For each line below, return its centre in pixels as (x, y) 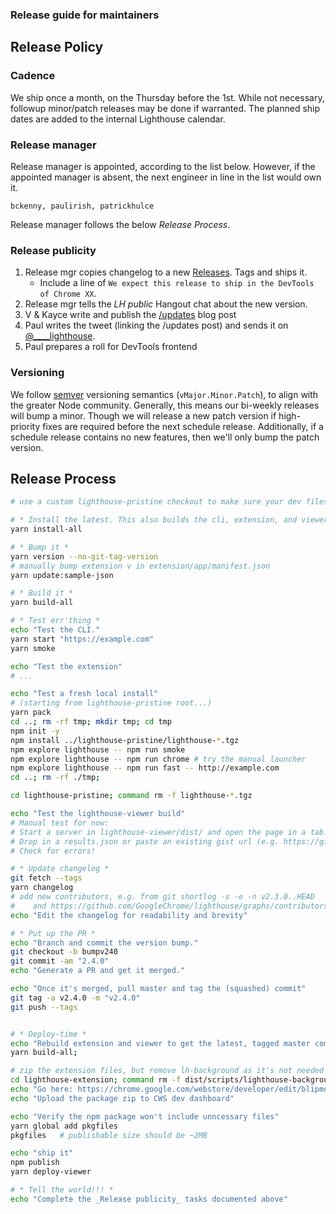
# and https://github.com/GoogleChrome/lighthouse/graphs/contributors (169, 906)
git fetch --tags (46, 878)
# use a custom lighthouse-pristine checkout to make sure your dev (156, 502)
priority (25, 426)
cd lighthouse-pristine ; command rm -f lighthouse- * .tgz (131, 796)
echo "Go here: (42, 1089)
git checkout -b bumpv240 (64, 952)
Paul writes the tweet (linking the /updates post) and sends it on (156, 325)
